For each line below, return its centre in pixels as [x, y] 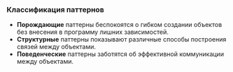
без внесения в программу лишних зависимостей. [93, 32]
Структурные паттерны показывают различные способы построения [121, 39]
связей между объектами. [56, 47]
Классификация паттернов [55, 10]
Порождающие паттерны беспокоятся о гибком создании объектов [119, 25]
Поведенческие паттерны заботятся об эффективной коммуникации [120, 54]
